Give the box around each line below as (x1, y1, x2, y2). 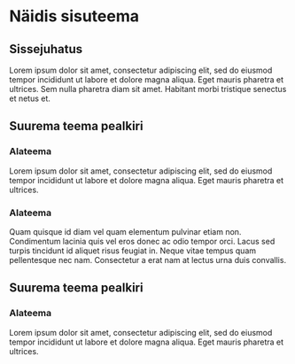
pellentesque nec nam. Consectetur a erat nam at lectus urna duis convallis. (9, 254, 286, 265)
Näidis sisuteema (9, 6, 140, 27)
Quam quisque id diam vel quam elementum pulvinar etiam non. (9, 226, 242, 236)
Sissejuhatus (9, 42, 83, 57)
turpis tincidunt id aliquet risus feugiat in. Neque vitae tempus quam (9, 245, 257, 256)
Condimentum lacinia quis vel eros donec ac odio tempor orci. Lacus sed (9, 236, 276, 246)
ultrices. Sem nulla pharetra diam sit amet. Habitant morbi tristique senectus (9, 84, 287, 94)
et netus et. (9, 93, 51, 104)
